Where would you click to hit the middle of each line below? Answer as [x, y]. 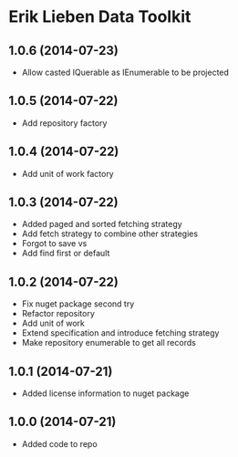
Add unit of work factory [68, 173]
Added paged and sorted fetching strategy [102, 224]
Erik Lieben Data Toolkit [100, 17]
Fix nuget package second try [78, 304]
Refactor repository [58, 314]
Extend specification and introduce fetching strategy [120, 333]
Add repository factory [64, 123]
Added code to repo [59, 443]
